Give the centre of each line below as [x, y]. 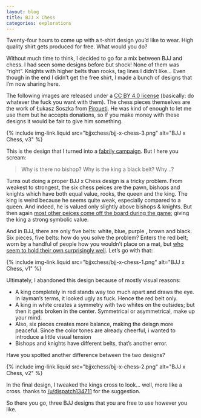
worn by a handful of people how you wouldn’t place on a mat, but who [95, 244]
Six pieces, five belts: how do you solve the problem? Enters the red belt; [97, 238]
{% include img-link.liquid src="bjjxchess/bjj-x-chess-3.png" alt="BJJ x [96, 133]
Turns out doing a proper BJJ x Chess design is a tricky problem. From [94, 181]
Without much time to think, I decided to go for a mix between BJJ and [94, 59]
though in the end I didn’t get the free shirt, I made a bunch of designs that [99, 78]
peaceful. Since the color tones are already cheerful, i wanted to [95, 330]
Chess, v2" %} [25, 373]
